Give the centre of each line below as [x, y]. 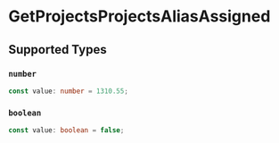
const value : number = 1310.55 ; [68, 91]
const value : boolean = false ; [66, 130]
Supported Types [58, 50]
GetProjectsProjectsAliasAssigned [139, 17]
